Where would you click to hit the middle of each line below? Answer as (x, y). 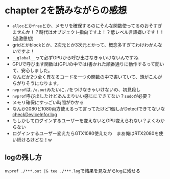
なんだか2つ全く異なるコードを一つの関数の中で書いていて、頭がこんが (87, 77)
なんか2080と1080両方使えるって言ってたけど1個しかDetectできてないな (89, 108)
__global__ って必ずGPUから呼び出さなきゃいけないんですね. (76, 57)
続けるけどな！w (34, 140)
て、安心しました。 (32, 70)
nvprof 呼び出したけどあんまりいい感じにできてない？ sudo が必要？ (82, 96)
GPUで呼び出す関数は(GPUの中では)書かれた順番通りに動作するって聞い (88, 64)
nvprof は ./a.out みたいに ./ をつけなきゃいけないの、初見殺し (76, 89)
